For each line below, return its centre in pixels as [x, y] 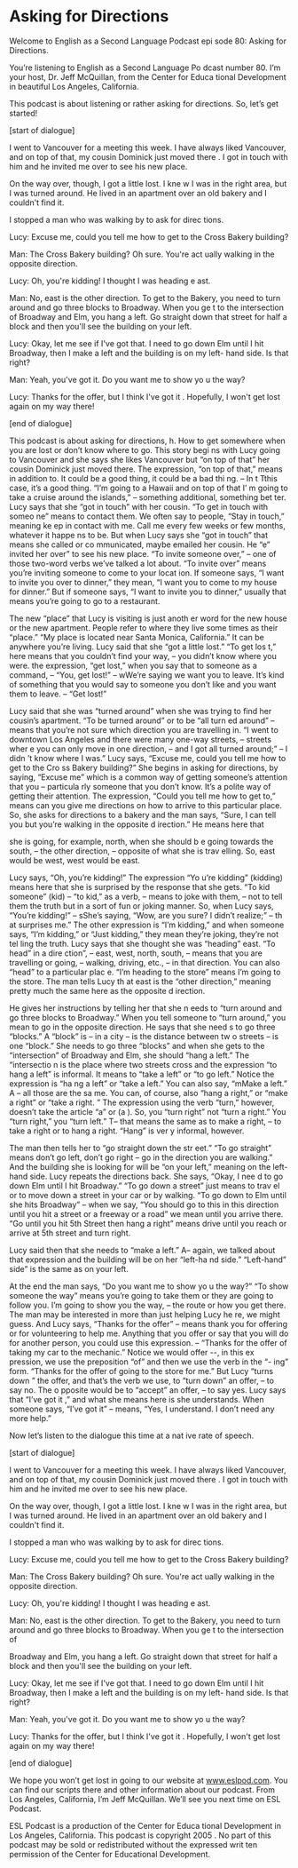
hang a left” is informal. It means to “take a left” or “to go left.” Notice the [142, 1074]
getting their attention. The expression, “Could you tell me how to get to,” [143, 796]
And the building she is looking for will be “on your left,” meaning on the [140, 1166]
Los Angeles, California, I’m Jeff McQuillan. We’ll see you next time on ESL [145, 1799]
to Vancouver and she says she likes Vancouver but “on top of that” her [140, 459]
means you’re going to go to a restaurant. [85, 600]
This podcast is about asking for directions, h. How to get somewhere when [147, 441]
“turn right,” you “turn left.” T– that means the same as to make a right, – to [145, 1121]
